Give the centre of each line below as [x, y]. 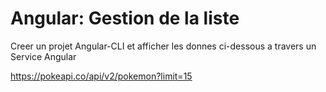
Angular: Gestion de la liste [125, 18]
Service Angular [43, 56]
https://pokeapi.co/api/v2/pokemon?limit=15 [101, 76]
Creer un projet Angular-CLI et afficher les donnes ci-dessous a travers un [163, 46]
